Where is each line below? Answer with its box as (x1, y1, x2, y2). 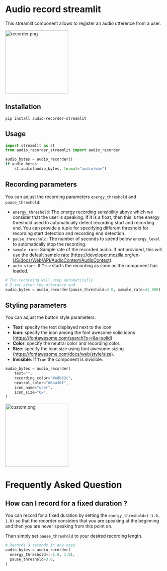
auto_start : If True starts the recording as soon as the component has (12, 262, 158, 268)
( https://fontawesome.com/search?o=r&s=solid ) (12, 335, 113, 341)
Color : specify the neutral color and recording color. (12, 340, 121, 347)
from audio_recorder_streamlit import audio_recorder (5, 148, 121, 153)
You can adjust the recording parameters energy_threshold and (5, 194, 137, 200)
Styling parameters (5, 301, 67, 309)
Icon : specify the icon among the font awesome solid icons (12, 329, 135, 336)
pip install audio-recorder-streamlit (5, 116, 87, 121)
